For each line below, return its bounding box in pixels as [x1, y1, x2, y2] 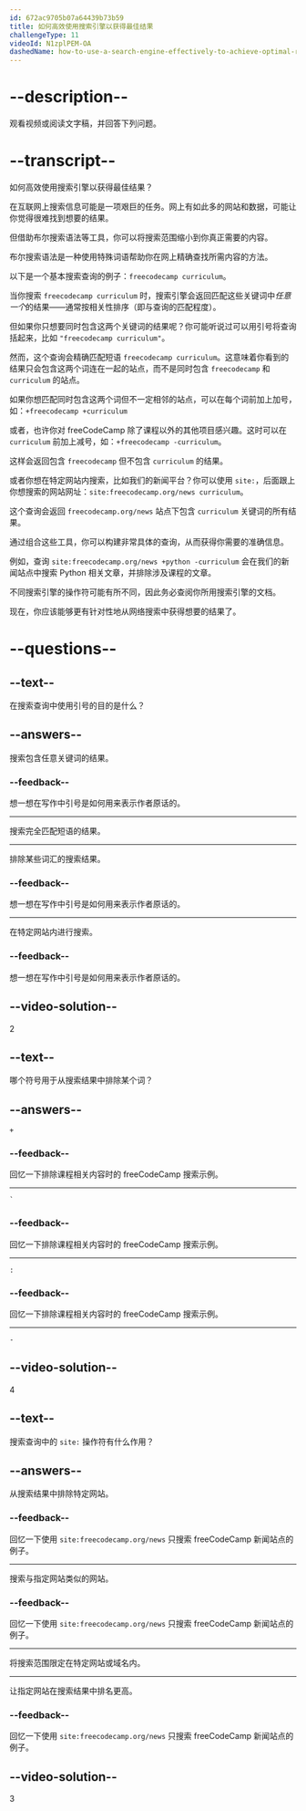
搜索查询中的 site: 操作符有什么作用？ [9, 1436, 155, 1447]
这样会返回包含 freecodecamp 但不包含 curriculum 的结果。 [9, 455, 229, 466]
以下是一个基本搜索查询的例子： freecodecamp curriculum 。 [9, 271, 231, 281]
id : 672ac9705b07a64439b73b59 [9, 13, 125, 23]
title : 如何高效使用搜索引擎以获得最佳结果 [9, 22, 154, 31]
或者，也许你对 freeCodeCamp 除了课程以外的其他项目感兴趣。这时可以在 [9, 425, 287, 435]
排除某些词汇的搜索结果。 [9, 854, 106, 865]
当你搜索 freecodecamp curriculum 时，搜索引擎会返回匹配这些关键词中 [9, 290, 276, 301]
